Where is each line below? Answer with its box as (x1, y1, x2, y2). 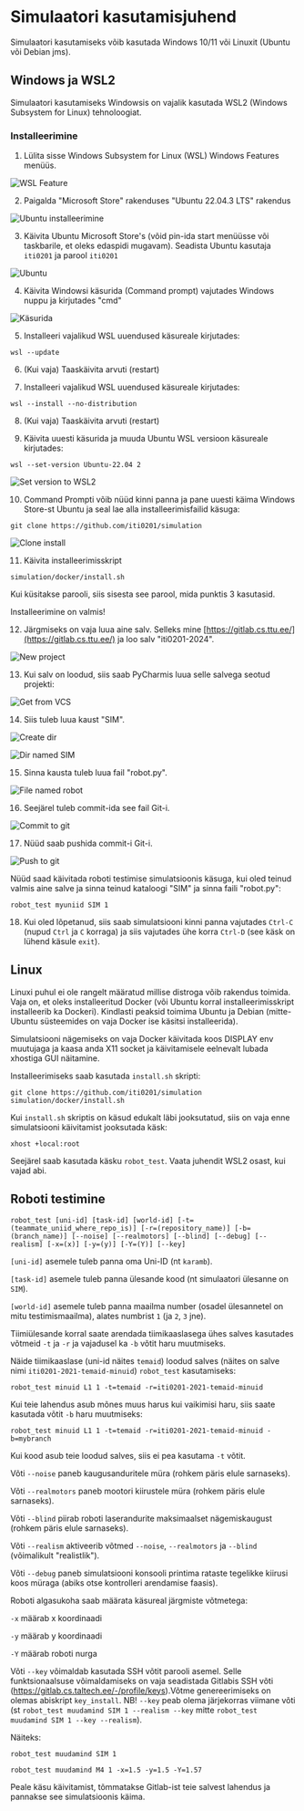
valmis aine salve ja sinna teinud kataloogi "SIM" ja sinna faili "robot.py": (10, 883, 281, 894)
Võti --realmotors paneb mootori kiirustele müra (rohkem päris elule (10, 1485, 266, 1496)
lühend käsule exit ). (23, 936, 101, 947)
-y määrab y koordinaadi (10, 1630, 103, 1641)
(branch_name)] (10, 1232, 68, 1241)
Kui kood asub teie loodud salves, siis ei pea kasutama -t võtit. (10, 1450, 246, 1461)
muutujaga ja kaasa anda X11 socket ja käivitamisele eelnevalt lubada (10, 1043, 269, 1054)
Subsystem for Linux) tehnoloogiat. (10, 107, 142, 118)
